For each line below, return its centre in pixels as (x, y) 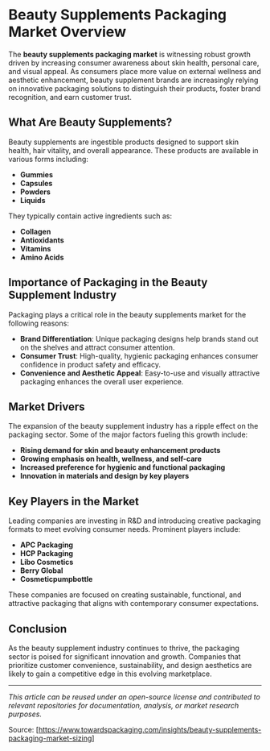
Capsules (36, 183)
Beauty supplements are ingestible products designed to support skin (124, 142)
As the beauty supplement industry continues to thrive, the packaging (124, 648)
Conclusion (38, 629)
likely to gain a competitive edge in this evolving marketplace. (110, 674)
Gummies (37, 174)
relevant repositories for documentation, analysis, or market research (124, 705)
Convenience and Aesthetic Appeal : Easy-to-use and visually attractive (140, 373)
